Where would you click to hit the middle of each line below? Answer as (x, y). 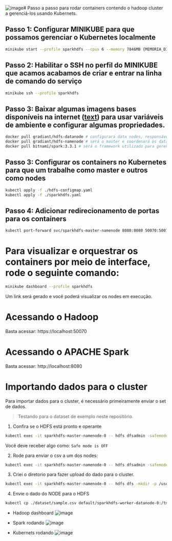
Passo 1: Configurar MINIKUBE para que (70, 29)
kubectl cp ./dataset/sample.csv (41, 503)
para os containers (36, 219)
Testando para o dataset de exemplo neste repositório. (76, 416)
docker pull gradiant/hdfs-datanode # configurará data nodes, (74, 137)
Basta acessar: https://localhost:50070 (46, 331)
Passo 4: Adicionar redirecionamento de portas (82, 211)
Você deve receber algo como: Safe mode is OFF (57, 445)
